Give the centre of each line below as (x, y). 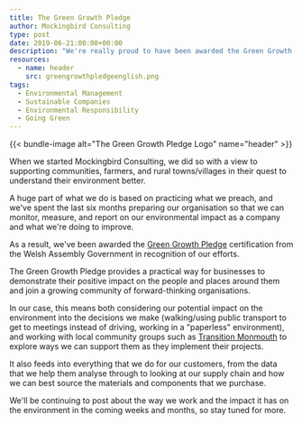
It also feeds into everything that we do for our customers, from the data (143, 364)
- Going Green (44, 118)
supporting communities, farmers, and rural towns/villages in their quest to (148, 171)
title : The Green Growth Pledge (70, 18)
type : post (30, 34)
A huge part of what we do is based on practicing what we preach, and (141, 198)
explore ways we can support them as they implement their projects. (137, 346)
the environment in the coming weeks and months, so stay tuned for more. (148, 410)
